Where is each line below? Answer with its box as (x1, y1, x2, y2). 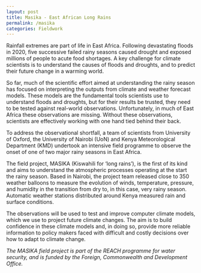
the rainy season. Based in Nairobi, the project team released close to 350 (6, 173, 190, 180)
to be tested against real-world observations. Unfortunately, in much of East (6, 105, 194, 112)
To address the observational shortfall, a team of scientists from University (6, 129, 191, 136)
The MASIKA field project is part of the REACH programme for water (6, 247, 176, 254)
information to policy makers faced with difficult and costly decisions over (6, 229, 189, 236)
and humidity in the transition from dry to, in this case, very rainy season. (6, 186, 187, 193)
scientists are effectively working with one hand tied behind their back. (6, 118, 182, 125)
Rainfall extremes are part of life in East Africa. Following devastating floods (6, 42, 194, 49)
